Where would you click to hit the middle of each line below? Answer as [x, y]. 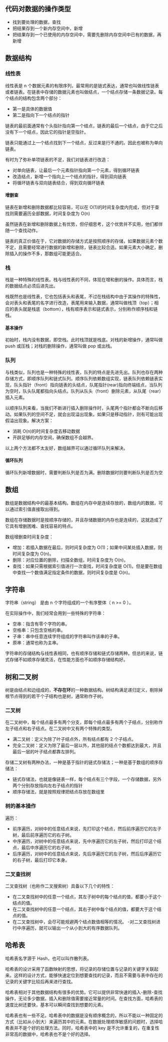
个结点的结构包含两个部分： [34, 98]
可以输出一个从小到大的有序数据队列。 [83, 928]
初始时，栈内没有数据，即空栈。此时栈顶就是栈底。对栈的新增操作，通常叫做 [84, 340]
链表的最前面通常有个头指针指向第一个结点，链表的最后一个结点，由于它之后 [84, 126]
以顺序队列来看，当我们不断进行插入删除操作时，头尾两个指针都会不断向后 [82, 408]
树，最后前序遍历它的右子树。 [43, 835]
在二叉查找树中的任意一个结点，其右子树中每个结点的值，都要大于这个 [85, 909]
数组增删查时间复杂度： [29, 537]
